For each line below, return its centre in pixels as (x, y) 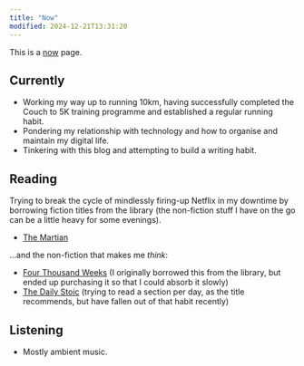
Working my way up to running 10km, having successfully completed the (158, 102)
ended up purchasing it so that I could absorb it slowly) (125, 283)
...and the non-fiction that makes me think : (89, 255)
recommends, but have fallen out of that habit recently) (126, 302)
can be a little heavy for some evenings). (85, 220)
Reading (33, 179)
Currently (37, 80)
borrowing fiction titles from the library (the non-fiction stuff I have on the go (152, 210)
